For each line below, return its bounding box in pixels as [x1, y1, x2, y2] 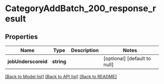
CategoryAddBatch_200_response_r [5, 3, 156, 14]
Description [71, 47, 99, 53]
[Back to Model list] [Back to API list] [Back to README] [5, 74, 117, 79]
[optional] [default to [103, 55, 151, 62]
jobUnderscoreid [7, 58, 48, 65]
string [52, 58, 67, 65]
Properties [5, 33, 38, 41]
